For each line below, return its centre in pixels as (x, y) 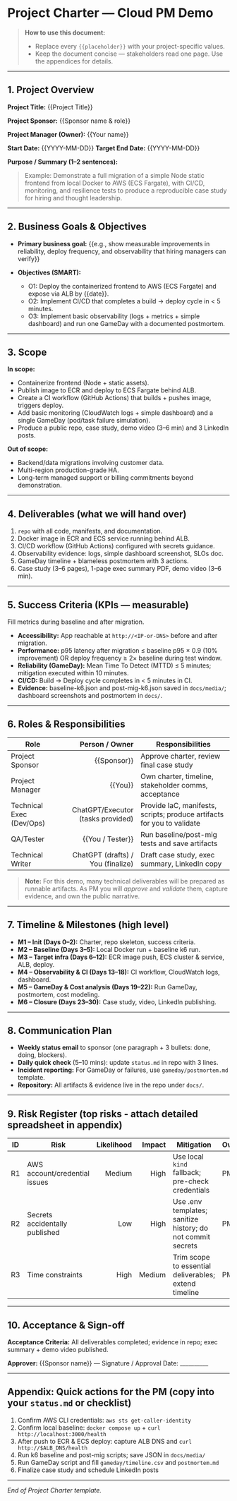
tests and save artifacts (179, 843)
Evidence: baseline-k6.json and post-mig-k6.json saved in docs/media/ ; (122, 688)
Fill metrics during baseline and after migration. (76, 622)
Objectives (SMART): (49, 272)
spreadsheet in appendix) (65, 1125)
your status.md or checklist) (69, 1403)
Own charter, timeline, (177, 776)
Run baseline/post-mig (179, 834)
